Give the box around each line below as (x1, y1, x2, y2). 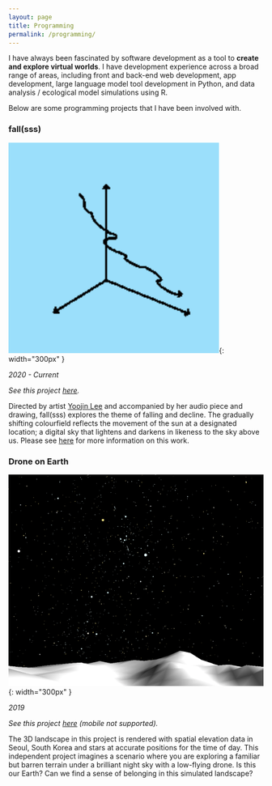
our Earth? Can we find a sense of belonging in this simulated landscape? (8, 768, 253, 778)
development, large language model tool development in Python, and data (8, 79, 255, 89)
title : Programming (8, 21, 74, 30)
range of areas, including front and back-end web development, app (8, 70, 236, 80)
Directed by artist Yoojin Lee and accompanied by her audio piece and (8, 401, 243, 410)
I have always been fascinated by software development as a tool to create (8, 53, 259, 63)
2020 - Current (8, 369, 59, 380)
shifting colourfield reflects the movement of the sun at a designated (8, 418, 237, 428)
